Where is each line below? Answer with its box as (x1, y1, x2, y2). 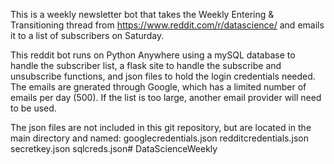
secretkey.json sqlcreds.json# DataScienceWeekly (10, 143, 218, 154)
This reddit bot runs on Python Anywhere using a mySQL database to (10, 49, 296, 61)
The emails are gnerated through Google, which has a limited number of (10, 81, 307, 93)
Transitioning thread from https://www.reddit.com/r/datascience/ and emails (10, 19, 325, 31)
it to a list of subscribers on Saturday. (10, 30, 165, 41)
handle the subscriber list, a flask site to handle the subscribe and (10, 60, 282, 71)
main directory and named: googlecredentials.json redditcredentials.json (10, 132, 309, 144)
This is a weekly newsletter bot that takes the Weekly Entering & (10, 9, 275, 20)
